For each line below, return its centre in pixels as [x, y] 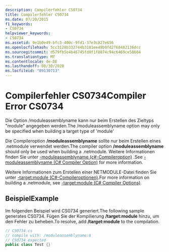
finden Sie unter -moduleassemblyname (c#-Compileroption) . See [74, 157]
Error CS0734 [35, 107]
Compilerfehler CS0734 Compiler [76, 96]
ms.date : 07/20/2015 [27, 19]
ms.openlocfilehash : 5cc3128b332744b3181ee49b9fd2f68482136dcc [73, 47]
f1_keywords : [19, 24]
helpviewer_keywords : [28, 33]
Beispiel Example [32, 199]
